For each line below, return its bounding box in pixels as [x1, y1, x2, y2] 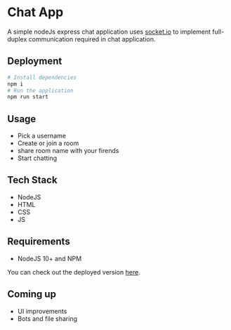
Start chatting [17, 154, 58, 162]
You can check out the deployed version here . [7, 268, 140, 276]
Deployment [7, 55, 62, 67]
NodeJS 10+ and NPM [17, 254, 82, 263]
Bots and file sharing [17, 314, 78, 323]
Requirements [7, 236, 70, 248]
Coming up [7, 289, 56, 301]
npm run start [7, 93, 49, 100]
